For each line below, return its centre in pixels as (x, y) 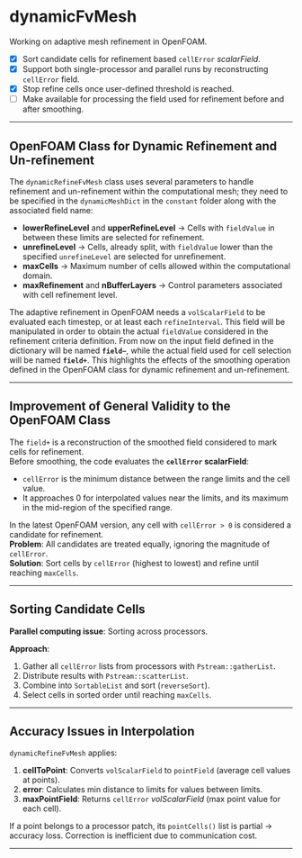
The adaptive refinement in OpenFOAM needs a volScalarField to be (138, 312)
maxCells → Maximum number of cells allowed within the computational (156, 266)
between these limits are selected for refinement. (113, 237)
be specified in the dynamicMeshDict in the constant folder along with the (143, 201)
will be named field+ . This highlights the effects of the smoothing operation (150, 360)
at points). (41, 780)
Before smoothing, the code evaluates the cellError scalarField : (129, 461)
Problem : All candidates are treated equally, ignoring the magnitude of (140, 544)
